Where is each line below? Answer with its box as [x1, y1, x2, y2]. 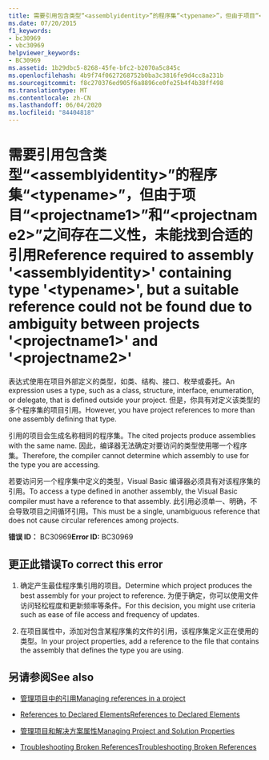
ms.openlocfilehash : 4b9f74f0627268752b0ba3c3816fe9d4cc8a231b [8, 71, 224, 79]
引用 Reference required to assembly [8, 246, 255, 265]
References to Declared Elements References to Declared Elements [19, 709, 240, 719]
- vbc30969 [8, 42, 45, 50]
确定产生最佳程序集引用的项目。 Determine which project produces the [19, 580, 252, 590]
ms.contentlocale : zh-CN [8, 94, 91, 102]
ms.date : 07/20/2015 [8, 19, 78, 27]
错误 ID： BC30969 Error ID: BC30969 [8, 531, 134, 542]
